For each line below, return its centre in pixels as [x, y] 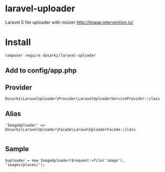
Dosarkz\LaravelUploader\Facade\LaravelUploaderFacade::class [70, 129]
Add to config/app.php [41, 70]
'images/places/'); [25, 165]
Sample [17, 149]
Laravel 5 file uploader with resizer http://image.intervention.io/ [69, 22]
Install [18, 42]
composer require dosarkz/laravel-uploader [51, 55]
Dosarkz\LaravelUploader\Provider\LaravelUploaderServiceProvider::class [83, 99]
